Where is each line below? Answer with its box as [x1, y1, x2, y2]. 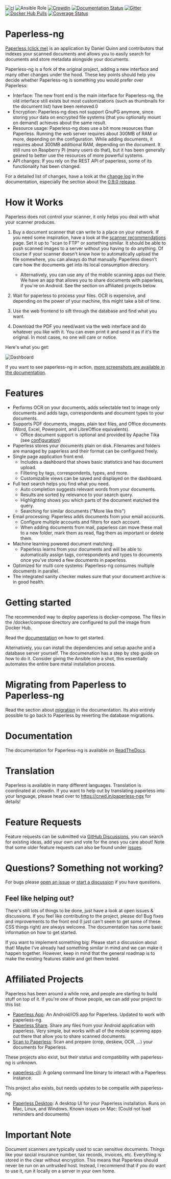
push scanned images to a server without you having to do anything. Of [12, 245, 163, 251]
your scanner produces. [5, 219, 56, 225]
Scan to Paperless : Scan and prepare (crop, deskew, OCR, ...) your [12, 1039, 153, 1045]
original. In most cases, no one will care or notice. [12, 334, 117, 340]
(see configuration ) [20, 437, 61, 443]
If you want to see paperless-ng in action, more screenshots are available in [5, 364, 165, 370]
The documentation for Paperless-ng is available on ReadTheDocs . [5, 747, 146, 753]
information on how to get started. [5, 929, 78, 936]
